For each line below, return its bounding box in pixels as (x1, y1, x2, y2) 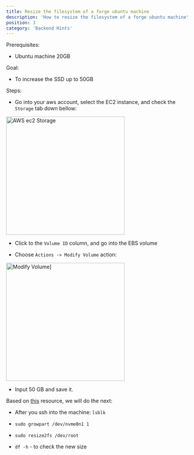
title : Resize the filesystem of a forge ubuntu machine (6, 8, 150, 15)
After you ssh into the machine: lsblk (14, 409, 106, 416)
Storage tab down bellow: (14, 105, 77, 112)
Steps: (6, 87, 22, 95)
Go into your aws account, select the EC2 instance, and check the (14, 99, 176, 106)
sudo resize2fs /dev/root (14, 433, 79, 439)
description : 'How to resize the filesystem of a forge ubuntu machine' (6, 14, 189, 20)
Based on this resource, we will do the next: (6, 397, 113, 405)
